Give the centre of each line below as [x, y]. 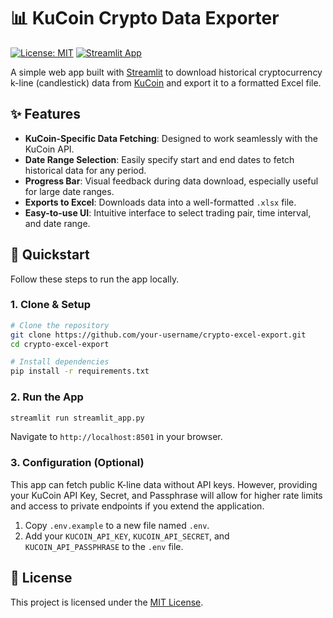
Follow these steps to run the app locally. [95, 279]
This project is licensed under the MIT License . [107, 602]
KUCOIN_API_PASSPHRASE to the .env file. [104, 546]
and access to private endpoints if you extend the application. [137, 506]
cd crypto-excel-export [60, 344]
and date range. [57, 223]
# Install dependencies [60, 362]
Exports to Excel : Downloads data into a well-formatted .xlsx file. [160, 202]
